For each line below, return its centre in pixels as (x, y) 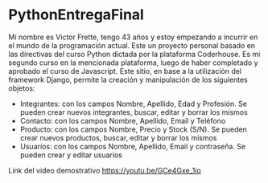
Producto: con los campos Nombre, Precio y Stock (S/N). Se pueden (134, 129)
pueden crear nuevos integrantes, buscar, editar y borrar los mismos (134, 112)
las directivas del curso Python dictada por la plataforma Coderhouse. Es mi (134, 54)
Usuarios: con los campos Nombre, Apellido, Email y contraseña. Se (133, 146)
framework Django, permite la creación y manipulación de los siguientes (128, 79)
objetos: (22, 88)
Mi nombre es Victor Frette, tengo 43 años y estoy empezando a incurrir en (133, 37)
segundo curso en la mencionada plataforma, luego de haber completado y (134, 63)
